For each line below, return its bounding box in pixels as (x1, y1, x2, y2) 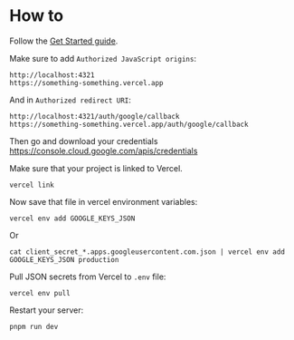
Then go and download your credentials (9, 135, 158, 146)
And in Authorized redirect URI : (9, 94, 131, 105)
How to (9, 5, 64, 26)
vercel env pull (9, 288, 71, 297)
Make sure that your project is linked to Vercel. (9, 162, 183, 173)
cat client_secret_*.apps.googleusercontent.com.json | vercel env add (9, 247, 285, 257)
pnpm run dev (9, 322, 59, 331)
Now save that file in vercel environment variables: (9, 196, 198, 207)
